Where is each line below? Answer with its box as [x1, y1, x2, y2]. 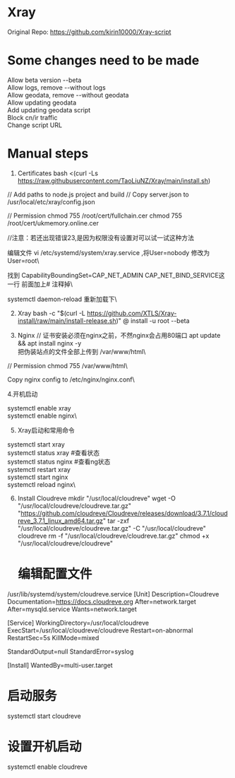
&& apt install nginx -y [17, 338, 82, 347]
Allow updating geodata [7, 98, 77, 107]
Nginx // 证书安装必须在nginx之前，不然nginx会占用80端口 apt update [17, 331, 221, 339]
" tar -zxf [102, 517, 129, 525]
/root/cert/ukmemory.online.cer [7, 218, 99, 227]
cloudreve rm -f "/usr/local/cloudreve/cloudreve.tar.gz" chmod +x [17, 531, 210, 540]
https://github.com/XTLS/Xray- [87, 309, 177, 317]
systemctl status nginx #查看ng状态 [7, 457, 111, 466]
